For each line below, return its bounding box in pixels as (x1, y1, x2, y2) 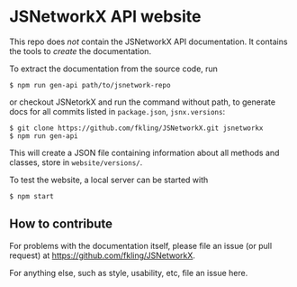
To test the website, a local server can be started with (9, 174, 209, 185)
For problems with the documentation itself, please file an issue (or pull (9, 240, 273, 251)
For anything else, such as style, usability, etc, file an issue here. (9, 267, 248, 278)
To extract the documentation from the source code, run (9, 63, 219, 74)
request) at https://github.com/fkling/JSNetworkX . (9, 250, 196, 261)
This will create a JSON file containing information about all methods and (9, 147, 280, 158)
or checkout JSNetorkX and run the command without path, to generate (9, 97, 276, 107)
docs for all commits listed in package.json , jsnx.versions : (9, 106, 226, 116)
